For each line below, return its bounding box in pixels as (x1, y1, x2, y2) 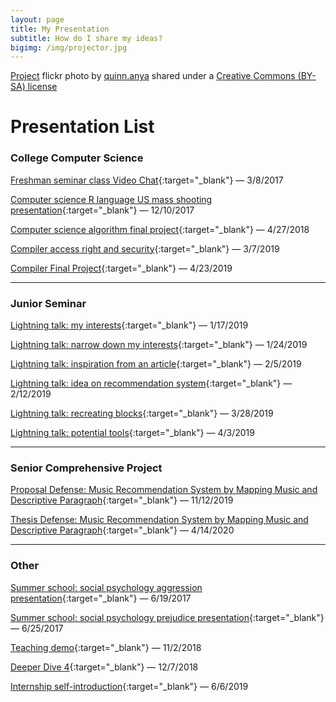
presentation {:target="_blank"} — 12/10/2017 (10, 204, 195, 216)
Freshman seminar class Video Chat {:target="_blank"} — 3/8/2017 (10, 174, 284, 186)
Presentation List (10, 116, 155, 138)
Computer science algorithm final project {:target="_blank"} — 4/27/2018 (10, 223, 310, 235)
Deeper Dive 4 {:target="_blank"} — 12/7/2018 (10, 661, 199, 673)
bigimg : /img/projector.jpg (10, 42, 128, 53)
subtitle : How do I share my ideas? (10, 33, 163, 43)
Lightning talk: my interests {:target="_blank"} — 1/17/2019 (10, 319, 249, 331)
